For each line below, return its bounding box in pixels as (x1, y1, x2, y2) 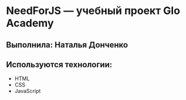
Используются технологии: (6, 60, 113, 70)
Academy (6, 16, 54, 30)
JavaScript (14, 88, 41, 95)
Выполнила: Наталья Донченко (6, 40, 128, 50)
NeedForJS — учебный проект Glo (6, 4, 181, 18)
